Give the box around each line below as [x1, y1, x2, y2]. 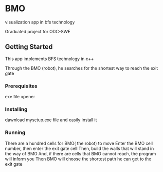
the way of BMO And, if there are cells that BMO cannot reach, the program [5, 150, 156, 156]
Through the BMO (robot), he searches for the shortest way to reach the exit [5, 65, 158, 71]
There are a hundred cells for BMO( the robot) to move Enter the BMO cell [5, 140, 153, 146]
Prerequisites [5, 83, 37, 89]
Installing [5, 106, 28, 112]
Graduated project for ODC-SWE [5, 28, 71, 34]
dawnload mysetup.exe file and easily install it [5, 117, 97, 123]
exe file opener [5, 94, 36, 100]
